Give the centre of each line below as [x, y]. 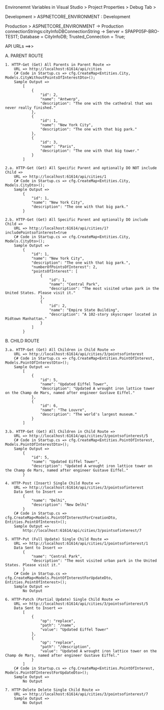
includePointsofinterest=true [36, 233]
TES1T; [12, 37]
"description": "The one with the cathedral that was [96, 103]
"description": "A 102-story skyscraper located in [103, 314]
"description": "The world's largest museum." [89, 414]
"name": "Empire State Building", [84, 310]
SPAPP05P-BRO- [142, 31]
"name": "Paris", [58, 147]
